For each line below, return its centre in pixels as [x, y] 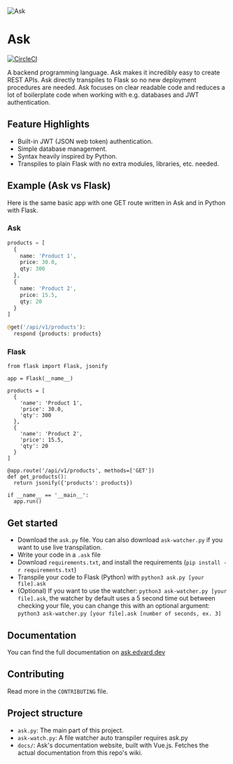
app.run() [28, 501]
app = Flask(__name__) [40, 378]
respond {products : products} [57, 334]
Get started [33, 523]
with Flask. [23, 210]
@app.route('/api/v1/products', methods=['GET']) [81, 471]
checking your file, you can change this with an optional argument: [113, 606]
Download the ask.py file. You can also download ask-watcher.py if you [120, 540]
